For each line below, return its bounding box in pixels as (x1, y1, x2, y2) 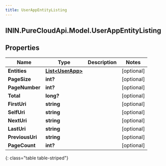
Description (88, 59, 117, 66)
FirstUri (8, 100, 26, 107)
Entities (8, 67, 27, 74)
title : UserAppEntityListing (5, 7, 67, 13)
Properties (5, 44, 40, 52)
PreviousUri (8, 133, 37, 141)
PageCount (8, 142, 36, 149)
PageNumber (8, 84, 41, 91)
